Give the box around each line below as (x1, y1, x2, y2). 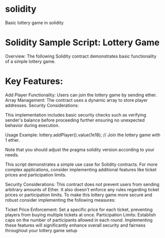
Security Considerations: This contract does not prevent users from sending (5, 181, 160, 187)
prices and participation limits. (5, 172, 66, 178)
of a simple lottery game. (5, 58, 56, 64)
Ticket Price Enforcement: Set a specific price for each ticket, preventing (5, 207, 153, 212)
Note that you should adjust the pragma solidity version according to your (5, 147, 155, 152)
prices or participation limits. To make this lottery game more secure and (5, 192, 153, 198)
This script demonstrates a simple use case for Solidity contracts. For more (5, 161, 158, 167)
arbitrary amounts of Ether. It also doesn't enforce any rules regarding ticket (5, 186, 159, 192)
